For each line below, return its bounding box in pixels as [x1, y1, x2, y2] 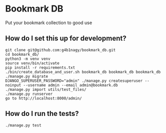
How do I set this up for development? [5, 34, 127, 43]
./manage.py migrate [5, 74, 49, 79]
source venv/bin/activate [5, 61, 59, 66]
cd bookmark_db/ [5, 52, 39, 57]
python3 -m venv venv [5, 56, 51, 61]
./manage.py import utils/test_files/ [5, 87, 87, 92]
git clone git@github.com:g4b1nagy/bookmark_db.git [5, 47, 116, 53]
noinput [5, 82, 22, 88]
